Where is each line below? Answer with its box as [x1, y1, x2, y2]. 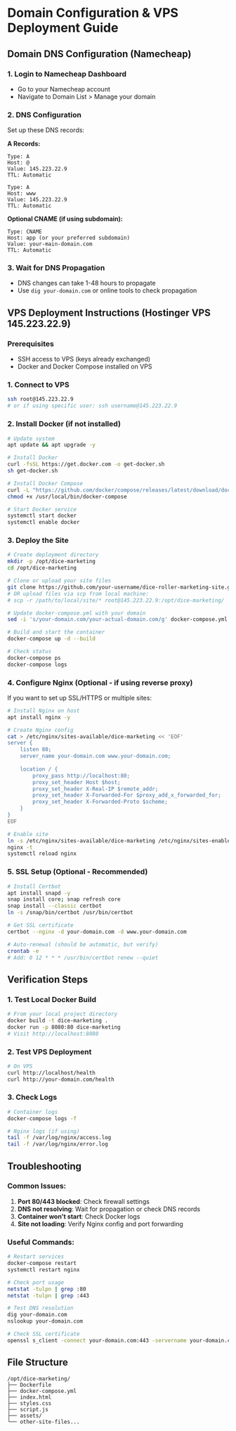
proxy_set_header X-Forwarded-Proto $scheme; [32, 798, 169, 806]
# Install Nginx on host [7, 707, 80, 714]
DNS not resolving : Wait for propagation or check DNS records [17, 1205, 201, 1213]
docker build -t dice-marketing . [7, 1017, 109, 1024]
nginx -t [7, 844, 33, 851]
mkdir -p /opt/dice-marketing [7, 558, 96, 565]
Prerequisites [7, 339, 54, 349]
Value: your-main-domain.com [7, 240, 93, 248]
